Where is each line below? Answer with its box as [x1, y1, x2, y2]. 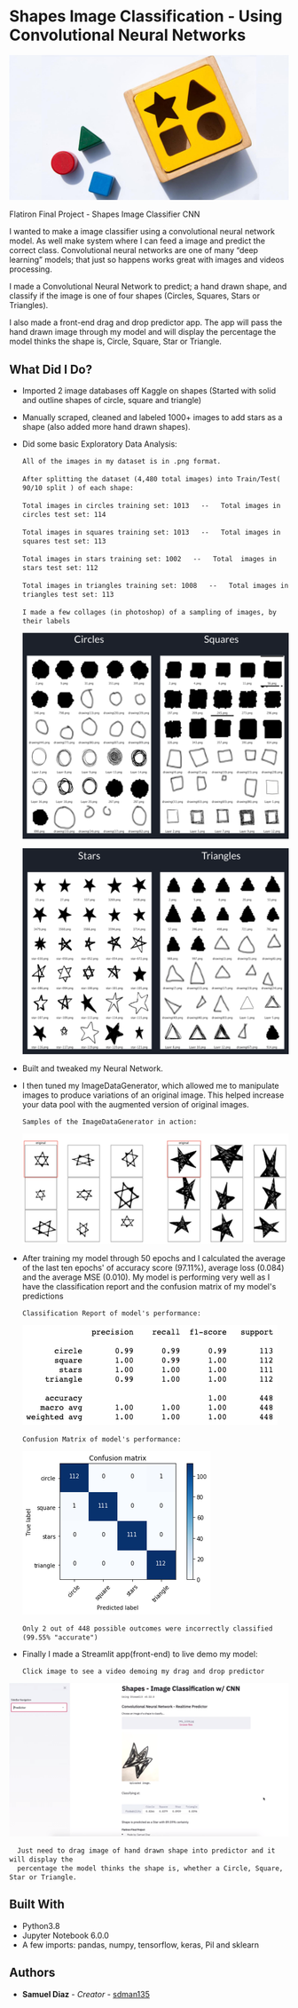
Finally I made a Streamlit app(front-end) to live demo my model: [21, 1648, 258, 1659]
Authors [9, 1965, 56, 1980]
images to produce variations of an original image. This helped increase [21, 1090, 285, 1100]
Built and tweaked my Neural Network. [21, 1063, 164, 1074]
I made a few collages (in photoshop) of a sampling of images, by [21, 608, 277, 617]
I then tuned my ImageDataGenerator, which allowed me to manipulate [21, 1080, 279, 1091]
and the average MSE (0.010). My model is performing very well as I [21, 1272, 271, 1282]
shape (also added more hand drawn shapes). [21, 422, 191, 433]
